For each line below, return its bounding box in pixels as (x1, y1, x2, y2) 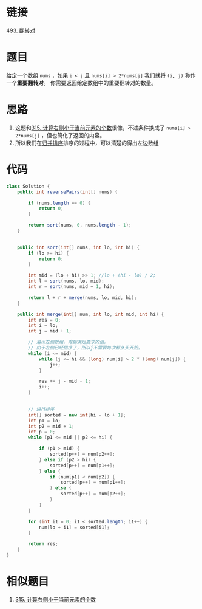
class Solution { (6, 183, 50, 189)
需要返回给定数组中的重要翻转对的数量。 (55, 79, 157, 86)
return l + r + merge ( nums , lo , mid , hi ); (28, 294, 137, 301)
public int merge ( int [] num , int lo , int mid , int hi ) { (17, 311, 164, 317)
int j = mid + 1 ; (28, 328, 72, 334)
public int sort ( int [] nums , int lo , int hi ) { (17, 244, 140, 250)
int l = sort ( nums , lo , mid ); (28, 278, 104, 284)
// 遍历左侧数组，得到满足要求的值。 (28, 339, 109, 345)
